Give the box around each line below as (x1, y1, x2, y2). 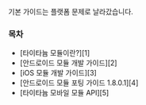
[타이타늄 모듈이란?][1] (19, 49, 90, 58)
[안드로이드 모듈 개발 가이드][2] (19, 58, 117, 68)
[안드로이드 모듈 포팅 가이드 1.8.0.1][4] (19, 78, 139, 87)
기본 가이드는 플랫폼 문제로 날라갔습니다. (8, 7, 133, 16)
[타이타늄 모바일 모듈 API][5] (19, 88, 109, 98)
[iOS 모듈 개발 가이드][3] (19, 68, 97, 78)
